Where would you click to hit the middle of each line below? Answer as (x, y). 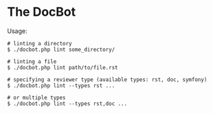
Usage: (17, 31)
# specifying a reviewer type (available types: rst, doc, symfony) (107, 80)
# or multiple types (37, 98)
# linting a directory (40, 43)
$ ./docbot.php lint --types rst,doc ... (67, 104)
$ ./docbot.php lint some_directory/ (61, 49)
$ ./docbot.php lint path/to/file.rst (63, 67)
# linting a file (32, 61)
